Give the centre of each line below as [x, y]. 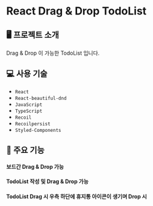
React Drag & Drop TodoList [76, 11]
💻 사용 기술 [27, 74]
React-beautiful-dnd [41, 98]
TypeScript [29, 111]
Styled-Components [38, 130]
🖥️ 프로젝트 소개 [33, 35]
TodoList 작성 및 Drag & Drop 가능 [48, 181]
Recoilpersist [33, 124]
